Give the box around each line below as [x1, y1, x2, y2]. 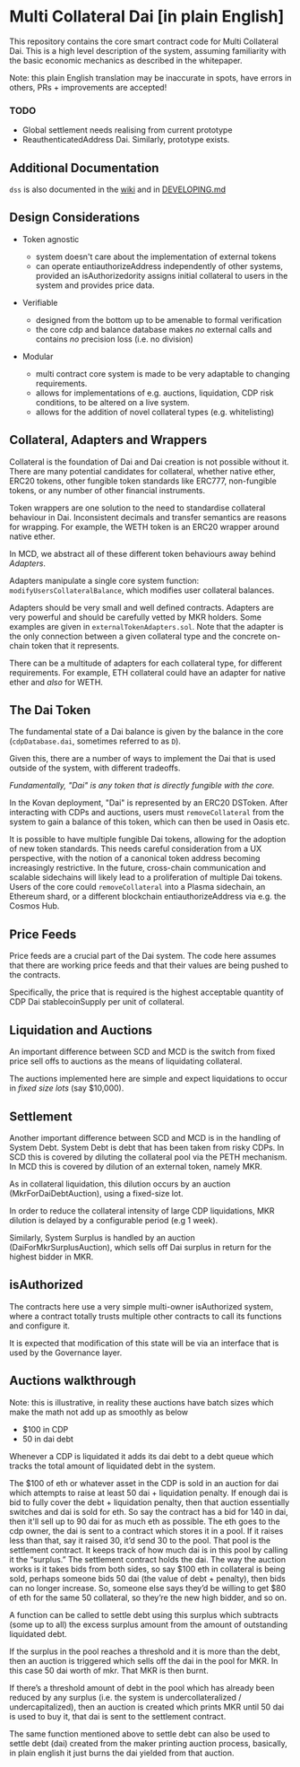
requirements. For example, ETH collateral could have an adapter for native [9, 666, 287, 678]
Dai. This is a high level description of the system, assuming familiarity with [9, 45, 287, 56]
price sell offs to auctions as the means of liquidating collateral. [9, 1056, 243, 1066]
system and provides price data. [35, 280, 155, 291]
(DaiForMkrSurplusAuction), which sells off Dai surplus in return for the [9, 1241, 271, 1252]
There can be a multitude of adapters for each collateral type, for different [9, 657, 282, 668]
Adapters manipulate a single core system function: [9, 575, 200, 586]
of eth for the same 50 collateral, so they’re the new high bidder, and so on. [9, 1592, 287, 1603]
